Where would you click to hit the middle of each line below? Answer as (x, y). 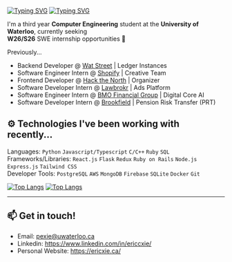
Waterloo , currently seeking (47, 31)
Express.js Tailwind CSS (42, 167)
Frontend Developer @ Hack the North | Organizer (88, 80)
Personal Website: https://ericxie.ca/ (69, 251)
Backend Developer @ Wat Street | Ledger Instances (92, 65)
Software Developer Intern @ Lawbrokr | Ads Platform (94, 87)
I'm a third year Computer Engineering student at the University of (103, 24)
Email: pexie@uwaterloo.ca (56, 236)
